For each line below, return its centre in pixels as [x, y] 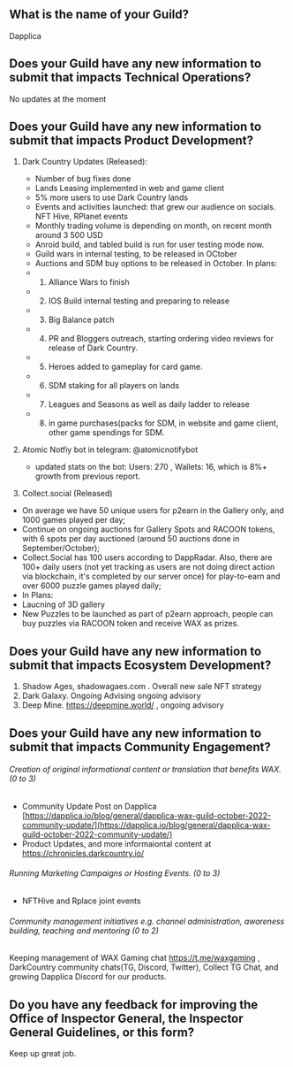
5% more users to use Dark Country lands [111, 197]
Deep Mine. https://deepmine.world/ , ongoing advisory [123, 705]
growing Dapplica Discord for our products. [88, 977]
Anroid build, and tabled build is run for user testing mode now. [150, 245]
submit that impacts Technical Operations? [130, 77]
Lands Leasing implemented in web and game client [130, 188]
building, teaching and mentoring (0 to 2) [84, 930]
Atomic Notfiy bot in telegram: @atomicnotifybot [110, 449]
